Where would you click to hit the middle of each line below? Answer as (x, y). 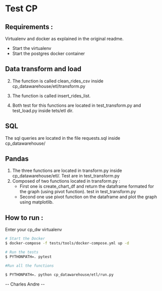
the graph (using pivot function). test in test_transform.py (78, 192)
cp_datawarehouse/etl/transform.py (49, 86)
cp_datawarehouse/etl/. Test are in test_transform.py (66, 176)
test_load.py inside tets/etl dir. (43, 110)
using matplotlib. (37, 202)
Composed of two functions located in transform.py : (66, 181)
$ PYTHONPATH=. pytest (28, 257)
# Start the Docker (25, 239)
